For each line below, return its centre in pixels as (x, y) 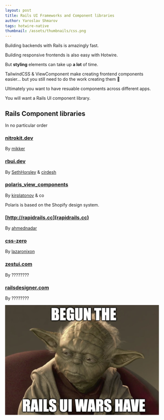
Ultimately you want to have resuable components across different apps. (78, 89)
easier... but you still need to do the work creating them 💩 (63, 79)
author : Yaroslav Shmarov (31, 21)
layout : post (18, 10)
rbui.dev (15, 162)
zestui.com (19, 264)
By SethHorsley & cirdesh (31, 172)
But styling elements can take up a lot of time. (52, 65)
